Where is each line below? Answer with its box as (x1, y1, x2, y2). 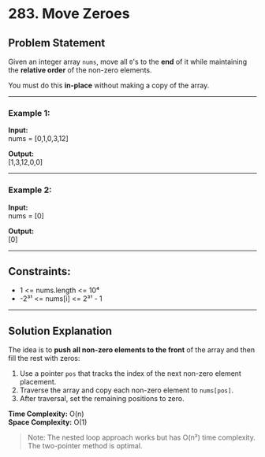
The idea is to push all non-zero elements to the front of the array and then (8, 345, 256, 355)
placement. (19, 377, 57, 387)
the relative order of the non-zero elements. (8, 65, 152, 75)
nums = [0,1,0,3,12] (8, 134, 69, 143)
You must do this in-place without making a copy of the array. (8, 80, 210, 90)
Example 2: (8, 184, 52, 195)
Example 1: (8, 107, 50, 118)
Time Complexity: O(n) (8, 409, 84, 418)
